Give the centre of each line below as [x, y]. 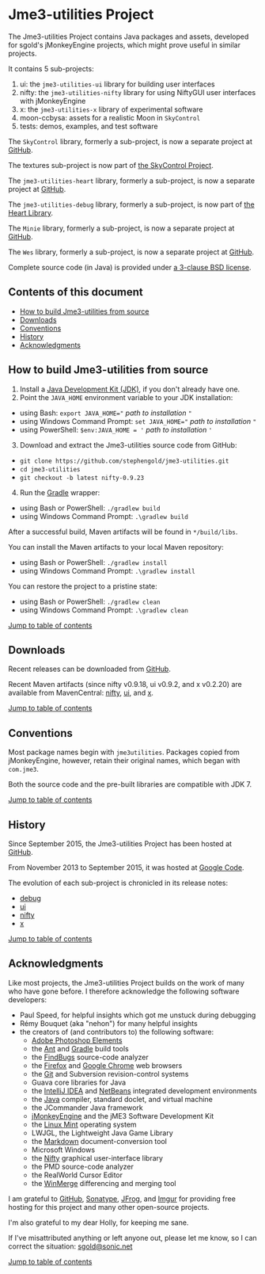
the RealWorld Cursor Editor [77, 1175]
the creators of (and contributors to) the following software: [117, 1032]
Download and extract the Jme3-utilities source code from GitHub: [128, 444]
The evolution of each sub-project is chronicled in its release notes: [118, 883]
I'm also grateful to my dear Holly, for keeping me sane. [98, 1223]
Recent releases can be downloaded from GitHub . [90, 669]
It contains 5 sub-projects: [51, 68]
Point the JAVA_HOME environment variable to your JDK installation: [126, 397]
